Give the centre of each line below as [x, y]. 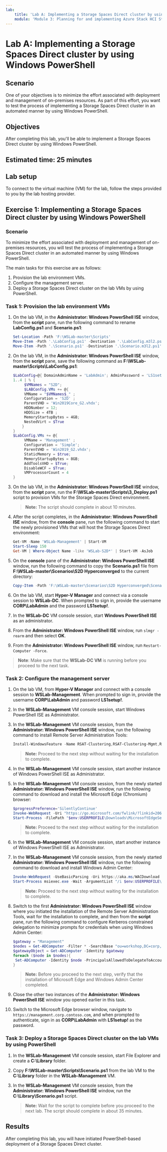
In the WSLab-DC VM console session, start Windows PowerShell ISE [85, 615]
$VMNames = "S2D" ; [43, 385]
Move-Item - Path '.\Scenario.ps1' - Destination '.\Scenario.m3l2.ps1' [87, 346]
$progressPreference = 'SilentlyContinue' [55, 808]
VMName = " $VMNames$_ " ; [50, 394]
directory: [23, 576]
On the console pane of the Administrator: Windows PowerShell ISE [84, 561]
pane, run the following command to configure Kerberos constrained [83, 922]
